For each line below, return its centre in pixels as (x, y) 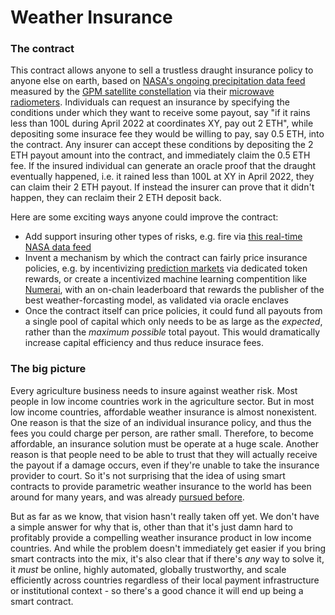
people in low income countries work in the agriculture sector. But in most (162, 401)
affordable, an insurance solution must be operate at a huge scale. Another (165, 443)
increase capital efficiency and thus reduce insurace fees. (144, 343)
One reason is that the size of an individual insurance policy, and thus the (161, 422)
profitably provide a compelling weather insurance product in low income (161, 537)
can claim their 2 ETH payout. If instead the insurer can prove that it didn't (162, 187)
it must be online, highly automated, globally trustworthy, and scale (148, 569)
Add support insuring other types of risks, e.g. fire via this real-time (163, 237)
